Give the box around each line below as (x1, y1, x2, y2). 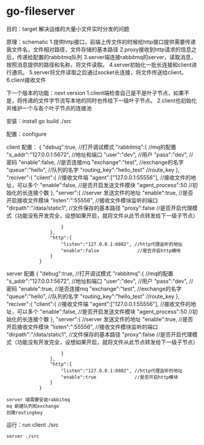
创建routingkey (6, 410, 43, 416)
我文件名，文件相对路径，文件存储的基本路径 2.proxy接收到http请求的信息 (6, 46, 192, 53)
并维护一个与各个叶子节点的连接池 (6, 104, 92, 112)
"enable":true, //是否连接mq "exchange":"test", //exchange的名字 (18, 285, 182, 292)
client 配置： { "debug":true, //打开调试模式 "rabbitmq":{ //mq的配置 (6, 143, 177, 151)
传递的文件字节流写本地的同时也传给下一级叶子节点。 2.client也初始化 (22, 96, 197, 104)
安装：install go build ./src (6, 117, 72, 124)
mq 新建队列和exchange (6, 403, 60, 409)
